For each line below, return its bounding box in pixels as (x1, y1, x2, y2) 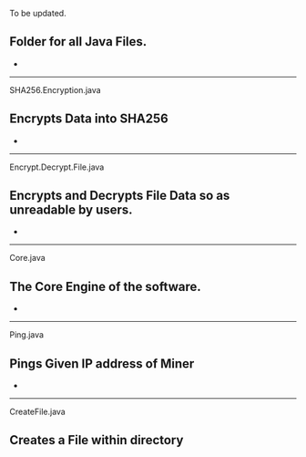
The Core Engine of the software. (9, 278, 202, 295)
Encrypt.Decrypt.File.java (9, 161, 105, 172)
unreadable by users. (9, 203, 134, 218)
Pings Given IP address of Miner (9, 356, 195, 371)
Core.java (9, 253, 46, 264)
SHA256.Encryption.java (9, 84, 102, 95)
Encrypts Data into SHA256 (9, 111, 168, 127)
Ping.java (9, 329, 44, 340)
